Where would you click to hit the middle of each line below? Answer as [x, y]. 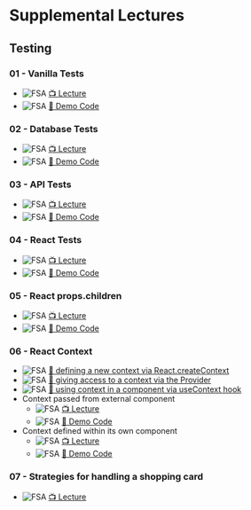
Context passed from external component [98, 399]
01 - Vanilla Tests [47, 74]
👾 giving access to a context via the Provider [129, 380]
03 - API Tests [40, 184]
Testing [31, 48]
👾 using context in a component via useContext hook [145, 389]
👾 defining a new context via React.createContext [139, 371]
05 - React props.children [66, 295]
